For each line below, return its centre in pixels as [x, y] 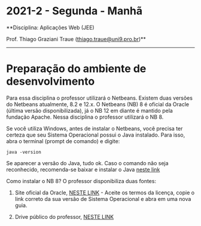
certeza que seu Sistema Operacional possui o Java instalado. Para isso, [96, 135]
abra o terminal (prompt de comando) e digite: [63, 141]
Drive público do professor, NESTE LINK [64, 216]
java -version [24, 152]
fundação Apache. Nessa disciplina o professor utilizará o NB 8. [85, 117]
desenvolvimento [51, 81]
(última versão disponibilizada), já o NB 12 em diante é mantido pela [90, 110]
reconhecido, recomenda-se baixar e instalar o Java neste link [83, 169]
